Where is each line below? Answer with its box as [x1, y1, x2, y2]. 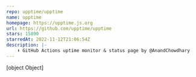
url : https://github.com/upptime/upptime [6, 25, 112, 32]
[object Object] [6, 64, 44, 71]
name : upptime [6, 14, 42, 20]
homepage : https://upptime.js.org [6, 20, 93, 26]
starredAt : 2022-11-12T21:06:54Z [6, 36, 90, 42]
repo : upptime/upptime [6, 8, 63, 15]
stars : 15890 [6, 31, 39, 37]
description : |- [6, 42, 47, 48]
